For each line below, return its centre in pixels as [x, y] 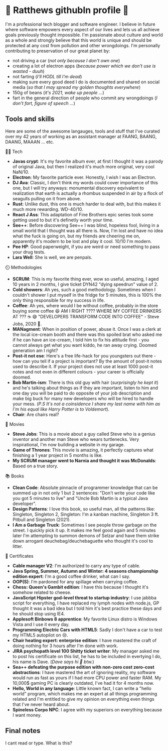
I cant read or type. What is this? [39, 743]
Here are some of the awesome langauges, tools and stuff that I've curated [83, 131]
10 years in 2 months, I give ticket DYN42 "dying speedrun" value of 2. [86, 284]
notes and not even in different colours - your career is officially [78, 371]
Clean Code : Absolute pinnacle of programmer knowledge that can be [85, 487]
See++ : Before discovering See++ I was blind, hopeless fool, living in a [86, 225]
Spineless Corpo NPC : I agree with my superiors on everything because [87, 709]
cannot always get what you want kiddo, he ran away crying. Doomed [85, 345]
